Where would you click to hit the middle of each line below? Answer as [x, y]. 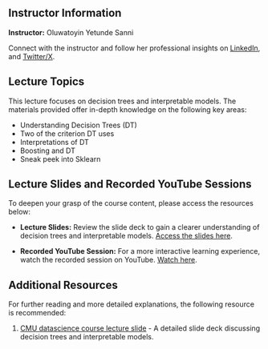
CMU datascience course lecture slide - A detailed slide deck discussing [140, 328]
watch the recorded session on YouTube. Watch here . [109, 260]
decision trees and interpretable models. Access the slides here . [126, 236]
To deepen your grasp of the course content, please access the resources [131, 203]
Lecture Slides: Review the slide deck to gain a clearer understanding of [140, 227]
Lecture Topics [47, 82]
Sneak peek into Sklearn [60, 158]
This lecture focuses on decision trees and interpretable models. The [122, 101]
